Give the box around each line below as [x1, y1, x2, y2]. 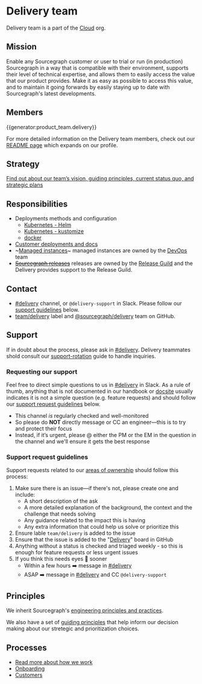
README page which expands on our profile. [6, 141, 118, 149]
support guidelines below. [14, 306, 80, 313]
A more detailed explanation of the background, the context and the [24, 504, 193, 511]
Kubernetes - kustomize [24, 228, 84, 235]
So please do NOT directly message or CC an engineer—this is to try [14, 418, 186, 426]
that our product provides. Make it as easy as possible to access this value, [6, 77, 194, 84]
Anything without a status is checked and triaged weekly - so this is [14, 542, 183, 550]
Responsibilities [6, 199, 68, 209]
